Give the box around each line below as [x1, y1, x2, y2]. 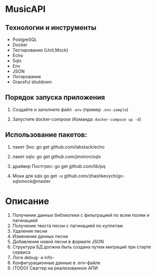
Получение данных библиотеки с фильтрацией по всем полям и [12, 212, 150, 218]
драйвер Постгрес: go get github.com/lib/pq [12, 163, 106, 169]
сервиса [12, 249, 31, 255]
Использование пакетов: [5, 131, 87, 139]
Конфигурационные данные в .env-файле [12, 260, 101, 266]
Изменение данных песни [12, 233, 68, 239]
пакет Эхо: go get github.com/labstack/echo [12, 143, 105, 150]
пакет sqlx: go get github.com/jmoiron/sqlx [12, 153, 101, 159]
